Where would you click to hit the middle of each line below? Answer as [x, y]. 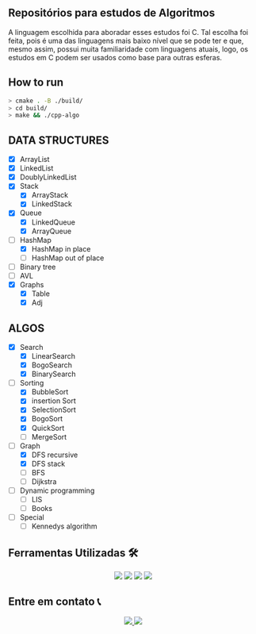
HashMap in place [61, 248]
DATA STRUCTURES [59, 140]
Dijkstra [44, 481]
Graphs [32, 284]
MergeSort [49, 436]
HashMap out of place [68, 258]
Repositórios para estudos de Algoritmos [112, 13]
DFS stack [48, 463]
